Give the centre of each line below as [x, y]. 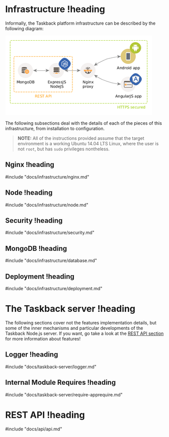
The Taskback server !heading [70, 309]
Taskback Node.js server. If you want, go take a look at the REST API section [84, 333]
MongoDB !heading [36, 248]
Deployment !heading [40, 276]
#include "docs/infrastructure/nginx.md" [47, 177]
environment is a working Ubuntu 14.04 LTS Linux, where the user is [88, 143]
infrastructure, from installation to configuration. [55, 128]
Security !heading [34, 221]
